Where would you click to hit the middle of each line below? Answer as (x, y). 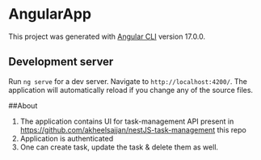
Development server (61, 62)
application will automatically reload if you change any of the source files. (130, 90)
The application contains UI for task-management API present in (127, 121)
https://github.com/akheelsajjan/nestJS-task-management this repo (133, 129)
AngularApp (50, 14)
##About (23, 105)
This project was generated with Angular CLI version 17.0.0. (107, 36)
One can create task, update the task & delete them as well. (119, 147)
